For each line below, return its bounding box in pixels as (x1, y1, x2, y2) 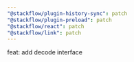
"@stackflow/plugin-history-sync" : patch (7, 10, 128, 17)
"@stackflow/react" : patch (7, 23, 85, 30)
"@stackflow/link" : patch (7, 29, 81, 37)
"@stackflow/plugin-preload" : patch (7, 17, 112, 23)
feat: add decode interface (7, 48, 82, 56)
